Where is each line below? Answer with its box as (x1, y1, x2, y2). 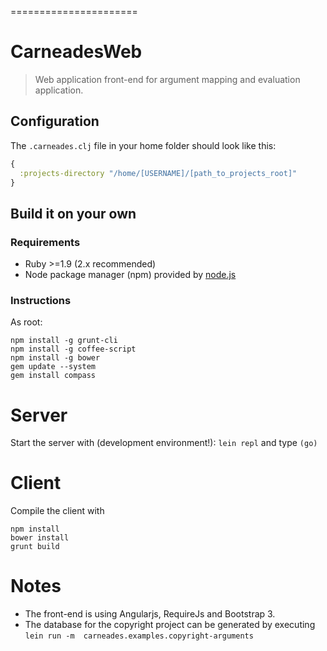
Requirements (10, 235, 81, 249)
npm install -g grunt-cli (10, 336, 118, 346)
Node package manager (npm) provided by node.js (24, 269, 237, 281)
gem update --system (10, 362, 97, 372)
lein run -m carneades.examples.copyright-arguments (24, 631, 254, 641)
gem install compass (10, 371, 97, 381)
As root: (10, 316, 43, 328)
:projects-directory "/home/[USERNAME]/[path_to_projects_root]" (19, 168, 298, 178)
